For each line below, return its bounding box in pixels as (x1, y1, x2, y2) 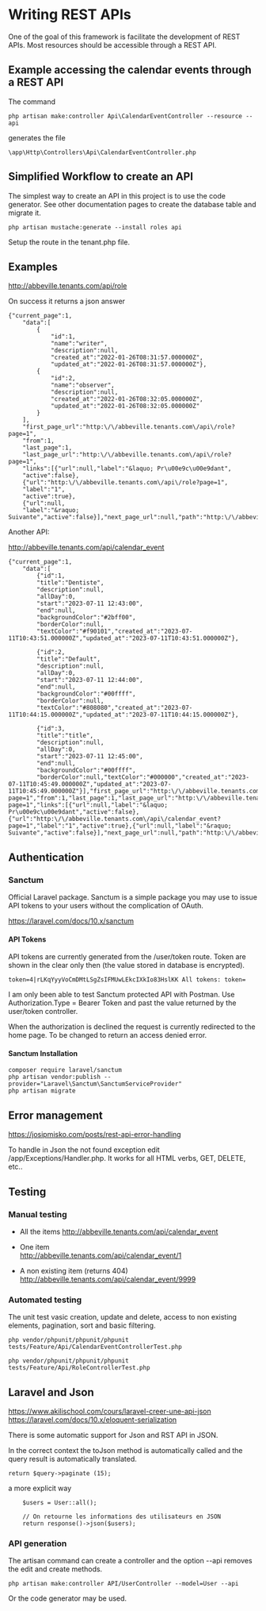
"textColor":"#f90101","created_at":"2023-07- (36, 627, 193, 636)
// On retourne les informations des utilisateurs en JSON (22, 1513, 222, 1521)
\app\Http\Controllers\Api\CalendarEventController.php (8, 148, 196, 156)
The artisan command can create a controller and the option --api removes (8, 1556, 253, 1566)
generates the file (8, 133, 66, 142)
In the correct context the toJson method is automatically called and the (8, 1446, 243, 1455)
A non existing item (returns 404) (19, 1266, 128, 1275)
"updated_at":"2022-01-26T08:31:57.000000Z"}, (50, 360, 207, 368)
